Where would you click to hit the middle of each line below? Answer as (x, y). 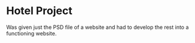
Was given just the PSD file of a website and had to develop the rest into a (97, 27)
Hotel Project (39, 11)
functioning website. (31, 33)
